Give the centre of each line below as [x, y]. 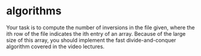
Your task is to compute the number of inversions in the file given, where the [100, 27]
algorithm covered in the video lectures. [55, 46]
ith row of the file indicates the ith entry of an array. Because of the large [96, 33]
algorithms [34, 11]
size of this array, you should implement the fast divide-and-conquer [91, 40]
